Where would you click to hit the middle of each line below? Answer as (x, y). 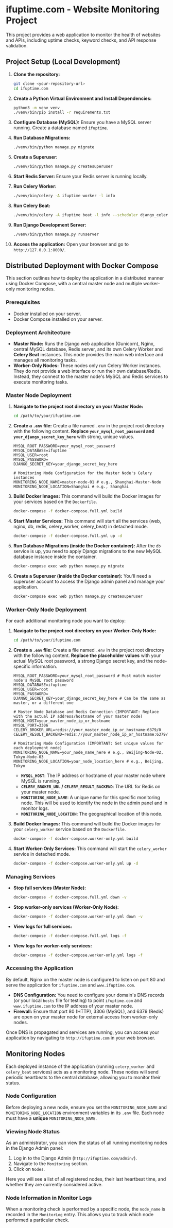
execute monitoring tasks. (41, 382)
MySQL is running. (41, 781)
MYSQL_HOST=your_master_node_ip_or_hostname (62, 721)
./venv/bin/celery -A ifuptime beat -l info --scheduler (76, 215)
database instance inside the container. (55, 557)
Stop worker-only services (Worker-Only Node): (66, 907)
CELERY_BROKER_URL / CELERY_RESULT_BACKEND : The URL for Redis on (91, 786)
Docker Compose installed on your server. (58, 319)
